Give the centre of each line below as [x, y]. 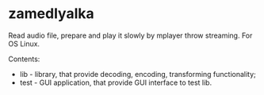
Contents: [24, 59]
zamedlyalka [51, 14]
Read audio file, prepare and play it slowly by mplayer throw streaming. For [130, 35]
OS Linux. [24, 43]
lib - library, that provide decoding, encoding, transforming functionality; [138, 74]
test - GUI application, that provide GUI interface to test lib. [116, 82]
